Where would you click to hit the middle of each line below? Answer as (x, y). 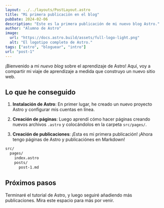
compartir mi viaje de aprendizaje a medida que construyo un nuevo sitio (80, 71)
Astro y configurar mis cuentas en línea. (53, 109)
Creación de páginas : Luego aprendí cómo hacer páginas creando (81, 119)
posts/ (21, 162)
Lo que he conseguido (40, 92)
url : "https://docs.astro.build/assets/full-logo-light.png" (75, 38)
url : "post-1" (20, 51)
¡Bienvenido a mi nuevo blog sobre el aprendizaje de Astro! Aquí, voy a (78, 66)
